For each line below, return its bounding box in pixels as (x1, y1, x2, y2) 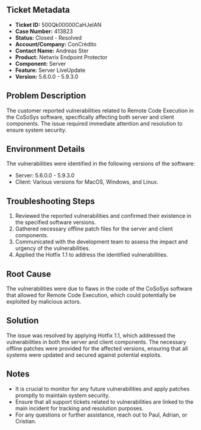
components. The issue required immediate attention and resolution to (6, 120, 183, 127)
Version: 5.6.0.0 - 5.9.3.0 (15, 73, 79, 80)
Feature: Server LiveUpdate (15, 66, 86, 74)
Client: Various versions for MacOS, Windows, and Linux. (15, 178, 158, 185)
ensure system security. (6, 126, 67, 134)
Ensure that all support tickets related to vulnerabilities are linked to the (15, 398, 194, 405)
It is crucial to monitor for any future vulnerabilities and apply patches (15, 385, 190, 392)
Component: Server (15, 60, 66, 67)
